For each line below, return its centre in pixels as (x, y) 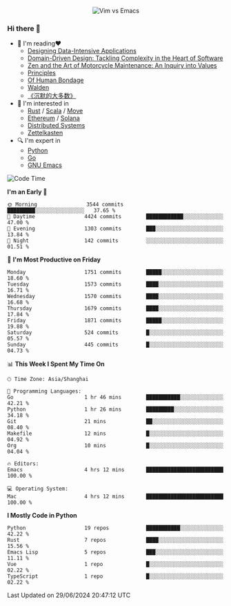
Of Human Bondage (56, 80)
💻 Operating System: (38, 489)
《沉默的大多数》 (52, 96)
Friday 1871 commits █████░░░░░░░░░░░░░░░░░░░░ (115, 321)
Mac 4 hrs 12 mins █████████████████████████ (115, 497)
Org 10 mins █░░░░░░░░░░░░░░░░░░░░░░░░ (115, 446)
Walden (38, 88)
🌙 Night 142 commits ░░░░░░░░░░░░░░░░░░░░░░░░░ (115, 241)
